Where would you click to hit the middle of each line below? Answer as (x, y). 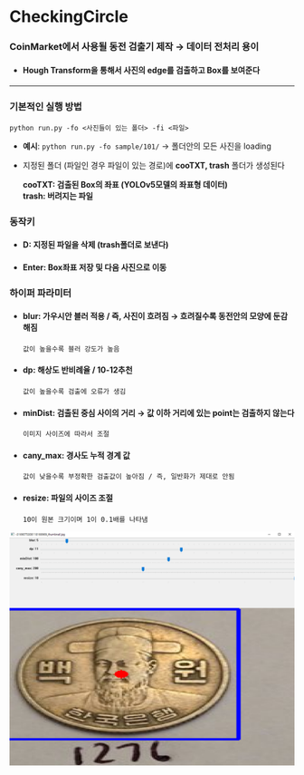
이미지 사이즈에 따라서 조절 (66, 434)
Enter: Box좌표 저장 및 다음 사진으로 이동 (95, 267)
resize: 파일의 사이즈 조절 (67, 498)
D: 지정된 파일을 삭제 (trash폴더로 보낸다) (95, 245)
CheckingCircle (69, 17)
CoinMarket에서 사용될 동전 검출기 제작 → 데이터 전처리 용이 (134, 47)
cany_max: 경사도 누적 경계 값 (76, 455)
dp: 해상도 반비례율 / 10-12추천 (77, 370)
